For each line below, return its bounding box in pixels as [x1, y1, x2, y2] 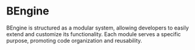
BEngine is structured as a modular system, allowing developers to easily [6, 24, 190, 31]
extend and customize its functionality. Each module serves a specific [6, 30, 181, 37]
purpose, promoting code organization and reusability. [6, 37, 143, 44]
